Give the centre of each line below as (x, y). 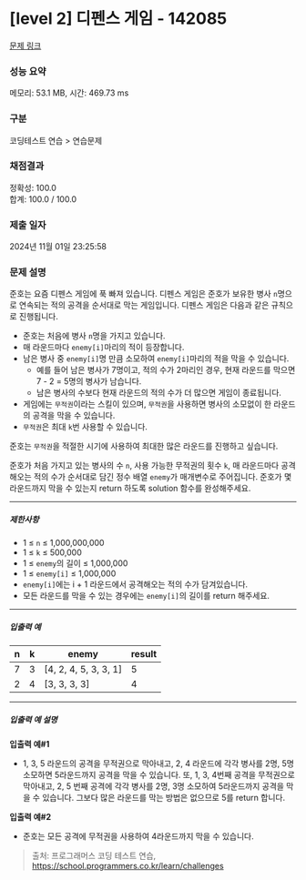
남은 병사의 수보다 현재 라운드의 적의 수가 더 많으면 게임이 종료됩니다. (159, 393)
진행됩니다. (39, 317)
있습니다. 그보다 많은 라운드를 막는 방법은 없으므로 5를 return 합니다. (163, 798)
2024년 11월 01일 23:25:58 (58, 247)
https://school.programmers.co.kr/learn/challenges (128, 866)
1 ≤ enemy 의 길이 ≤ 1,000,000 (75, 563)
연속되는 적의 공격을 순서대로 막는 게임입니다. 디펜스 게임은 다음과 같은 (144, 305)
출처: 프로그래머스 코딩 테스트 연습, (94, 855)
